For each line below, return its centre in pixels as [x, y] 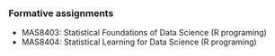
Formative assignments [61, 13]
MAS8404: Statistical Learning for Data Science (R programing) [139, 42]
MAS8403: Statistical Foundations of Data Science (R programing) [144, 33]
